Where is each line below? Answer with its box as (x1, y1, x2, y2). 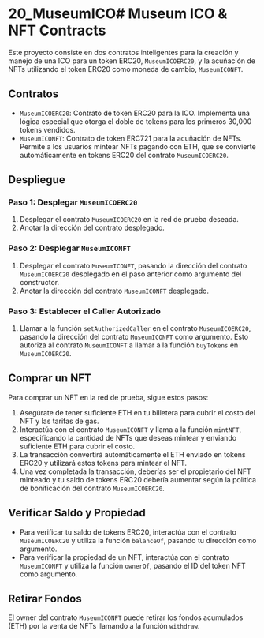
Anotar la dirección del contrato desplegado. (19, 223, 165, 233)
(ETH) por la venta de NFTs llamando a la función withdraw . (8, 621, 200, 631)
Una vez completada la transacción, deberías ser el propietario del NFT (19, 467, 252, 476)
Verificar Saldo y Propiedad (8, 506, 146, 520)
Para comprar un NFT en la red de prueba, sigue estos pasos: (8, 392, 209, 402)
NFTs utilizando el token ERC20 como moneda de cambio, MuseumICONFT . (8, 64, 244, 73)
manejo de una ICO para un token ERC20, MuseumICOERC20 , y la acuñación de (8, 56, 256, 66)
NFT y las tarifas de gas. (19, 416, 99, 426)
